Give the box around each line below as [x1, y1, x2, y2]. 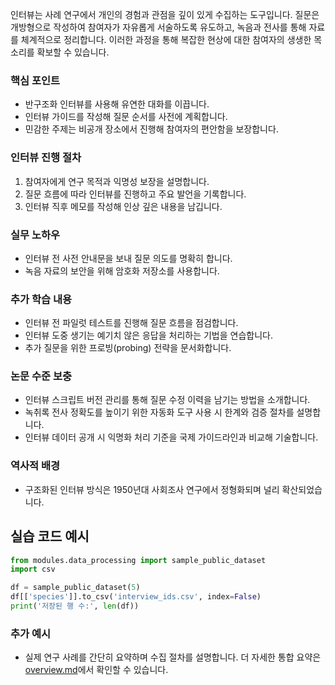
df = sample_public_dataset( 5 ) [10, 583, 141, 593]
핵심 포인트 [10, 73, 61, 87]
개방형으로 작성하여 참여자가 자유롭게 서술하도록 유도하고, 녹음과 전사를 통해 [10, 21, 307, 33]
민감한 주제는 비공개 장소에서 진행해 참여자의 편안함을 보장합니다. [24, 123, 279, 135]
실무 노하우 [10, 228, 61, 242]
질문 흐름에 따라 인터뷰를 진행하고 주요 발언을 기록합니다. [24, 188, 247, 200]
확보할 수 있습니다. [36, 46, 110, 58]
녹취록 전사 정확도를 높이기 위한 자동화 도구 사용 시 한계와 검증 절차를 [24, 406, 295, 418]
